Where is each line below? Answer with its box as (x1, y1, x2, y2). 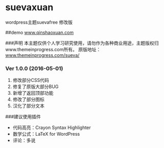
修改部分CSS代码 (12, 77, 49, 83)
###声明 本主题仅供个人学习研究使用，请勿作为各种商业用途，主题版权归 (5, 40, 159, 46)
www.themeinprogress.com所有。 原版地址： (5, 46, 101, 52)
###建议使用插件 (5, 114, 41, 120)
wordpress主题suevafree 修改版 (5, 19, 73, 25)
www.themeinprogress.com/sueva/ (5, 52, 80, 58)
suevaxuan (5, 2, 54, 13)
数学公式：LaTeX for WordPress (12, 131, 80, 137)
